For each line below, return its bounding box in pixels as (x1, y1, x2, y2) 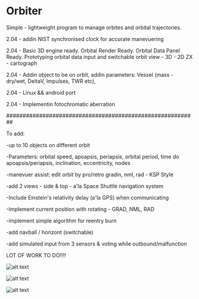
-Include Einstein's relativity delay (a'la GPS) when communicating (6, 194, 169, 201)
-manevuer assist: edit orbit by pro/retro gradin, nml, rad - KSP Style (6, 171, 173, 178)
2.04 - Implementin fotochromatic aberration (6, 100, 116, 108)
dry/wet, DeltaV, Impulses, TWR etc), (6, 77, 96, 85)
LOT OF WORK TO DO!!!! (6, 251, 67, 258)
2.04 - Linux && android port (6, 89, 76, 96)
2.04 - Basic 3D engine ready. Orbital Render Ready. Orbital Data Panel (6, 46, 180, 54)
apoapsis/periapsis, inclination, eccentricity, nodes (6, 159, 131, 166)
